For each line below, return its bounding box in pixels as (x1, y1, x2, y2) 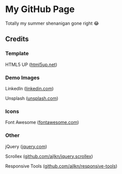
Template (5, 50, 29, 57)
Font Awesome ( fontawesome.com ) (5, 120, 79, 126)
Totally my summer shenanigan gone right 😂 (5, 20, 99, 26)
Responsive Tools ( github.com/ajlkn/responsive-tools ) (5, 163, 117, 169)
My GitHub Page (5, 4, 75, 15)
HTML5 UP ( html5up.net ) (5, 62, 57, 68)
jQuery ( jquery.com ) (5, 143, 47, 149)
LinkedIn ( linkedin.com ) (5, 85, 54, 91)
